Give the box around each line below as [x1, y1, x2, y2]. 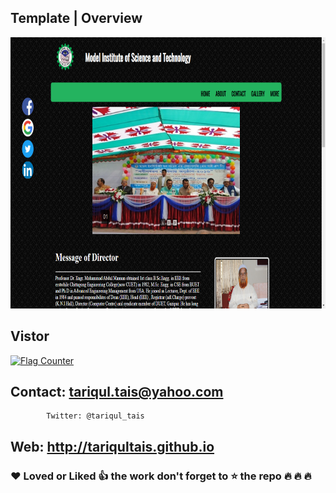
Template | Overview [10, 10, 143, 27]
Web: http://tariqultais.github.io [10, 438, 215, 455]
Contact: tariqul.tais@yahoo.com [10, 384, 224, 401]
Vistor [10, 328, 50, 345]
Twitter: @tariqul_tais [46, 411, 145, 421]
